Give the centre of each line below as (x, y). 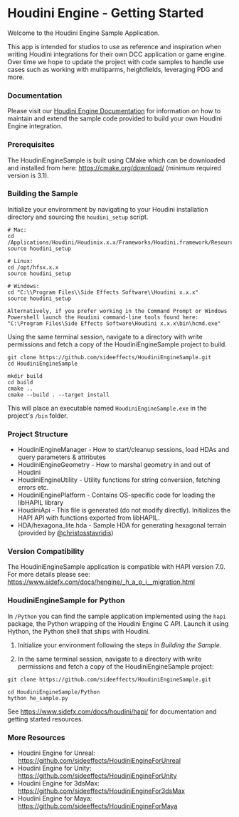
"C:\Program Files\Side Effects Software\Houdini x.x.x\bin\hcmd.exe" (114, 323)
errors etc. (33, 488)
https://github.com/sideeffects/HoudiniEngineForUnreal (99, 761)
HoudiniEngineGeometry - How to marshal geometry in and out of (114, 465)
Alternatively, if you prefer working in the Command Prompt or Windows (117, 311)
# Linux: (20, 261)
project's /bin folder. (38, 416)
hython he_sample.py (38, 698)
